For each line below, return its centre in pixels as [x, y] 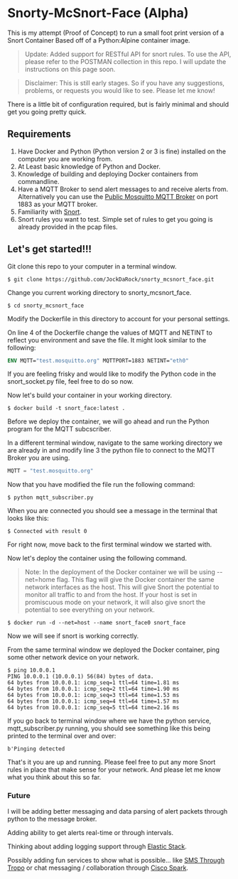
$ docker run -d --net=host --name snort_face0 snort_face [97, 623]
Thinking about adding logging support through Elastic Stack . [97, 846]
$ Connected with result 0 [47, 532]
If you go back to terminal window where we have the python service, [109, 721]
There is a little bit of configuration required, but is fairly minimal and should [118, 104]
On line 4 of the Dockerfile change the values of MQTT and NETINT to [110, 333]
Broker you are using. [39, 458]
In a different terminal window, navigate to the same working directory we [115, 443]
